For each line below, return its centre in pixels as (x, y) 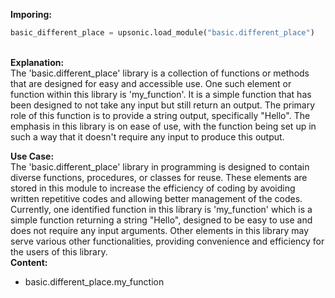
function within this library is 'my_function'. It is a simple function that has (161, 94)
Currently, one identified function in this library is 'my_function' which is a (161, 209)
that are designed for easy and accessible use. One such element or (151, 83)
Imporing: (31, 14)
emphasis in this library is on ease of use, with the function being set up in (163, 126)
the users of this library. (59, 251)
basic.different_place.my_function (94, 281)
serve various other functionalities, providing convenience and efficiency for (167, 241)
